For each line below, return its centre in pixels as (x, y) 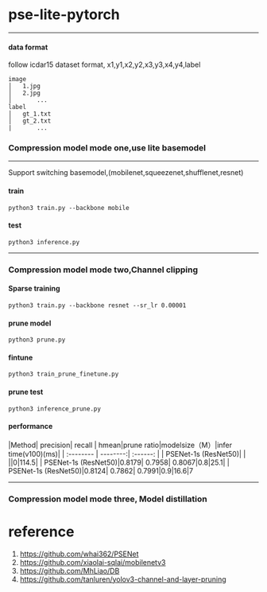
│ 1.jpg (25, 86)
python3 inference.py (44, 242)
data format (28, 47)
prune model (30, 323)
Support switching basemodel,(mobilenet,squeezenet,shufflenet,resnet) (126, 173)
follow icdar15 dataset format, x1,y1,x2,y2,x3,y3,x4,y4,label (104, 64)
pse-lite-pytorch (64, 15)
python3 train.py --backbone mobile (69, 208)
